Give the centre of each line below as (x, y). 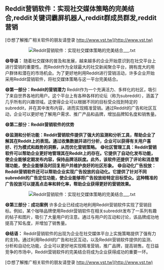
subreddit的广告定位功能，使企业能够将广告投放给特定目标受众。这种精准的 (81, 177)
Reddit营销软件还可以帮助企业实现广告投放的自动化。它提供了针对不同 (76, 172)
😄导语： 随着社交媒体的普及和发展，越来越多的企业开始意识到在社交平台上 (81, 61)
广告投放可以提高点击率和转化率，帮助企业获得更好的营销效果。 (69, 184)
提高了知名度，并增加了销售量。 (37, 223)
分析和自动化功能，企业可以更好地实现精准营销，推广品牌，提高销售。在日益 (82, 245)
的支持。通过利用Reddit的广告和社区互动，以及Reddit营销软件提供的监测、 (80, 240)
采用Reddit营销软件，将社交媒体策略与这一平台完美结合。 (63, 79)
